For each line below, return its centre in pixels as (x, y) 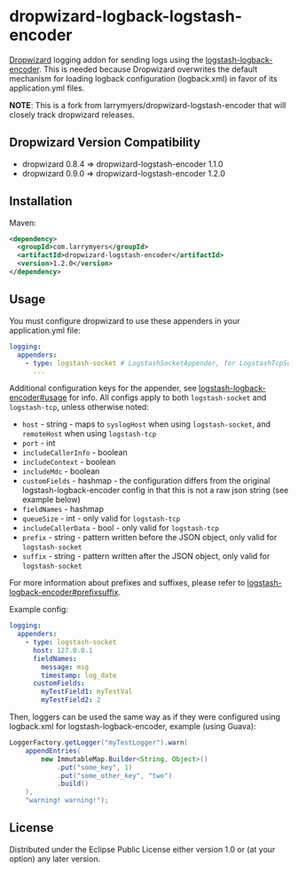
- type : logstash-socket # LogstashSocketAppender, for (131, 363)
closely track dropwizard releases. (72, 114)
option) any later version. (55, 859)
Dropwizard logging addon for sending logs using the (106, 59)
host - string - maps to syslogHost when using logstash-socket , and (146, 424)
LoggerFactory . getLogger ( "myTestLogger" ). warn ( (99, 743)
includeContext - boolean (69, 462)
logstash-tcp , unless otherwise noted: (79, 407)
